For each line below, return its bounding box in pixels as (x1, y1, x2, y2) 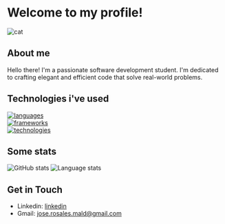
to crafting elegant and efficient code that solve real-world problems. (7, 73, 203, 81)
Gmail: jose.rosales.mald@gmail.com (17, 210, 122, 218)
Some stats (7, 146, 57, 157)
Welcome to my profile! (7, 5, 143, 21)
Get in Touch (7, 183, 63, 195)
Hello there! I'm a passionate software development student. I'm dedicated (7, 65, 219, 74)
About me (7, 47, 50, 59)
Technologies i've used (7, 93, 109, 104)
